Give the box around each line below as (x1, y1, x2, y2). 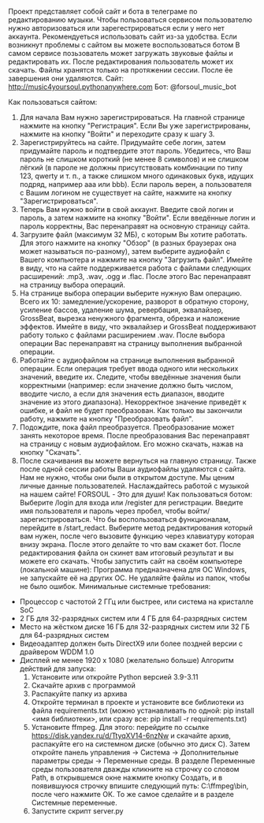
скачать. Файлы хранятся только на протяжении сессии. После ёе (8, 65, 233, 74)
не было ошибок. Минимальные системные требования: (19, 582, 211, 590)
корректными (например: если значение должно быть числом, (19, 381, 234, 389)
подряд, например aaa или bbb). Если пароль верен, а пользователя (19, 180, 252, 188)
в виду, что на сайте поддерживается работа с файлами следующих (19, 263, 251, 273)
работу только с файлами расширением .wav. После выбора (19, 330, 225, 340)
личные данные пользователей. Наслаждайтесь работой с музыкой (19, 481, 250, 490)
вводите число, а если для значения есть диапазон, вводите (19, 389, 225, 398)
